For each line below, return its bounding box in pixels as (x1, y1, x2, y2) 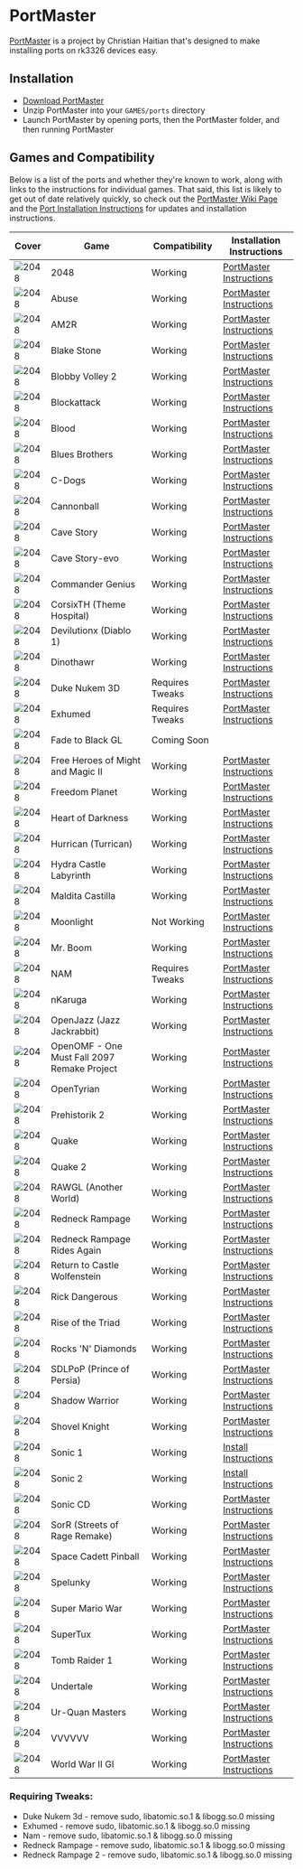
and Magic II (50, 765, 104, 778)
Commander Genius (50, 577, 136, 590)
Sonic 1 (50, 1446, 84, 1459)
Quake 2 (50, 1160, 87, 1173)
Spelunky (50, 1575, 91, 1588)
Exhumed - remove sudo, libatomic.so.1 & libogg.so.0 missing (22, 1820, 251, 1831)
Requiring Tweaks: (9, 1790, 93, 1803)
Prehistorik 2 (50, 1108, 106, 1121)
